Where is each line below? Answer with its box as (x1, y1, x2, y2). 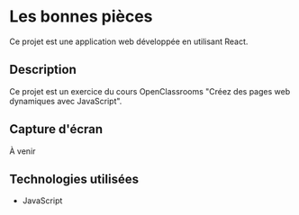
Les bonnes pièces (9, 6, 153, 27)
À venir (9, 146, 36, 157)
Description (9, 62, 77, 77)
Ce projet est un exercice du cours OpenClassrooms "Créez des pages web (9, 85, 291, 96)
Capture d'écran (9, 121, 104, 137)
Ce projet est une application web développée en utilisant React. (9, 36, 249, 47)
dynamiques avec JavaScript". (9, 95, 122, 106)
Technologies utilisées (9, 171, 140, 186)
